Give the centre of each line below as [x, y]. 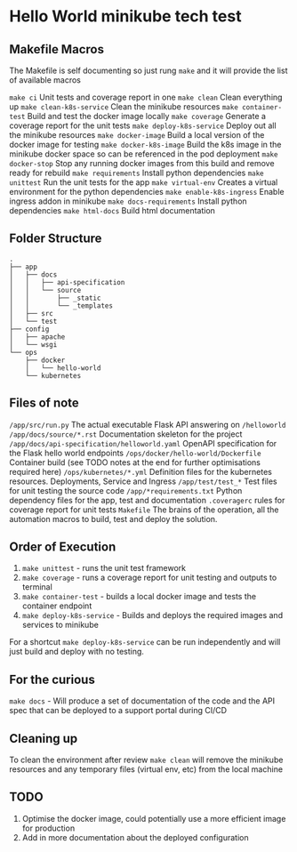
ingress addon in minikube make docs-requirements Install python [128, 201]
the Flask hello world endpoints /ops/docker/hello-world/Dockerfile [135, 453]
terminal [37, 587]
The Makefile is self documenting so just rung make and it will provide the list [148, 70]
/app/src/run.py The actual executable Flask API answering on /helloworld [148, 424]
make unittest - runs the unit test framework [104, 568]
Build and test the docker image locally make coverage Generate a [147, 116]
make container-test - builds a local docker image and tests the [139, 597]
